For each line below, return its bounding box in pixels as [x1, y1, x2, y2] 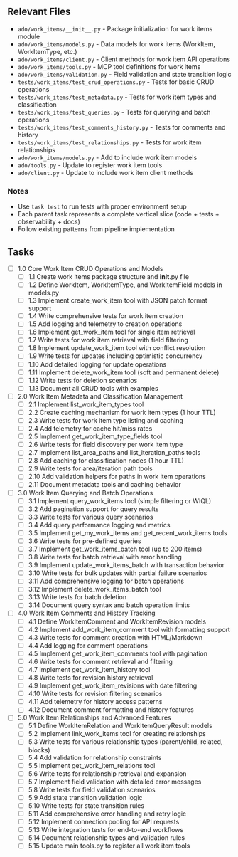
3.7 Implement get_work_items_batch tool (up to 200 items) [28, 545, 202, 553]
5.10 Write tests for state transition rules [28, 801, 144, 810]
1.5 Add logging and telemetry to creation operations [28, 320, 183, 328]
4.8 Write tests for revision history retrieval [28, 673, 153, 682]
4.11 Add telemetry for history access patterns [28, 698, 163, 706]
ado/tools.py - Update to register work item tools [17, 160, 163, 169]
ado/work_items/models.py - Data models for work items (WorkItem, [17, 39, 215, 48]
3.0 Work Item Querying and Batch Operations [17, 488, 153, 497]
